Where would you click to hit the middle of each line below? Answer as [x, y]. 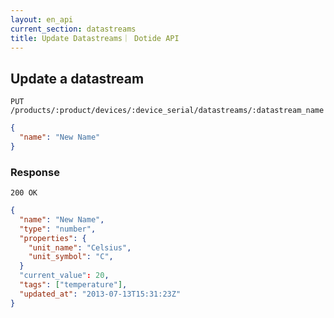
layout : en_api [42, 19]
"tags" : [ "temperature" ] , [73, 285]
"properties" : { [53, 238]
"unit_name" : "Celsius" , [80, 247]
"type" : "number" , [58, 229]
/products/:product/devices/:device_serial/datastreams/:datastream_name [167, 111]
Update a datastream [77, 78]
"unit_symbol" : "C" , [71, 257]
